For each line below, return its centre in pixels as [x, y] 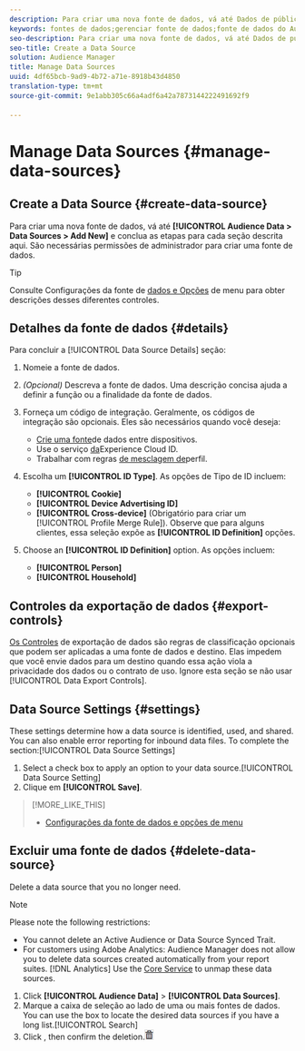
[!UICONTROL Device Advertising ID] [107, 504]
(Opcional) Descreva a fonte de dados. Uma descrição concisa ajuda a [155, 385]
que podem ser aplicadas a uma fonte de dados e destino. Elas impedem [146, 652]
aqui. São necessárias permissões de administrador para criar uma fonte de [151, 245]
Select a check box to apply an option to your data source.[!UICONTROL [157, 768]
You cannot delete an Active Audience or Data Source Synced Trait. [149, 939]
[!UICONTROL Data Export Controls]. [78, 681]
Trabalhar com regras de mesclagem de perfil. [122, 459]
